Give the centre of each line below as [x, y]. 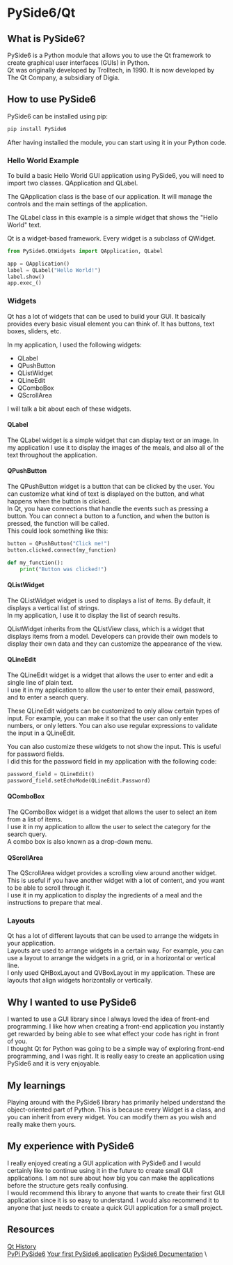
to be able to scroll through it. [49, 888]
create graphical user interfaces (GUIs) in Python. [78, 63]
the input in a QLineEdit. [41, 733]
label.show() [26, 277]
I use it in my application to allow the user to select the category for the [109, 826]
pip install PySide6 [37, 129]
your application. [31, 944]
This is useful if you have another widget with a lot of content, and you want [116, 881]
